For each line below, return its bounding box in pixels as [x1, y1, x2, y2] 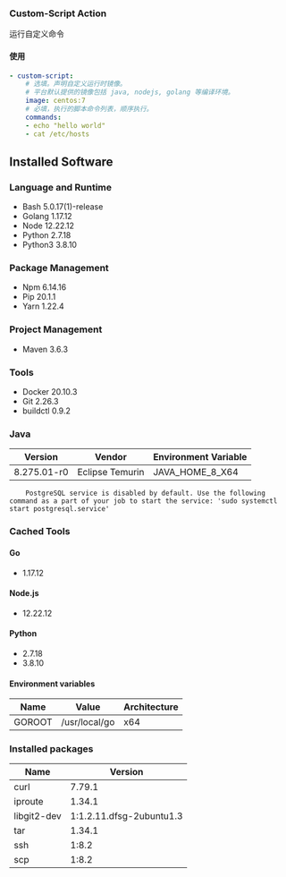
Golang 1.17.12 [21, 211, 73, 222]
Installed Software [9, 154, 114, 169]
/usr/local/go [61, 716, 115, 728]
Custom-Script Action [9, 7, 107, 20]
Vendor [95, 451, 127, 464]
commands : [25, 113, 63, 122]
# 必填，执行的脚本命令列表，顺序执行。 [25, 105, 154, 114]
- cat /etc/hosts [25, 129, 90, 139]
